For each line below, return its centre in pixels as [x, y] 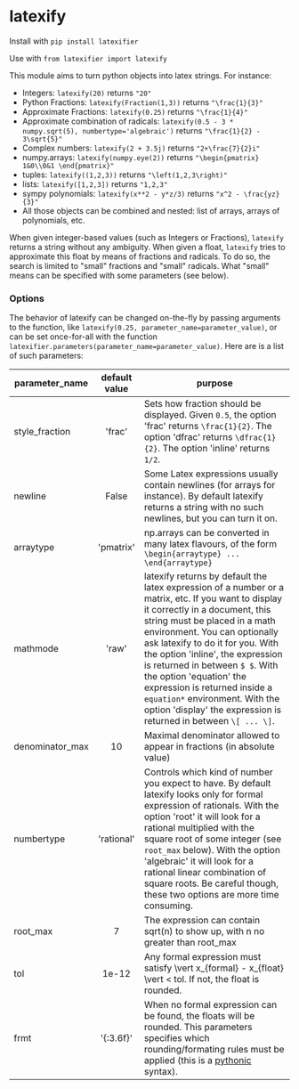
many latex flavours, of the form [210, 544]
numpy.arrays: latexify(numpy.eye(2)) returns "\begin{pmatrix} [141, 157]
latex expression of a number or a [214, 588]
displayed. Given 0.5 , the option [210, 415]
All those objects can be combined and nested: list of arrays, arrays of [151, 210]
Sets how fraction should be [202, 404]
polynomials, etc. [53, 220]
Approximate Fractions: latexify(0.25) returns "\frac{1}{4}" [135, 111]
